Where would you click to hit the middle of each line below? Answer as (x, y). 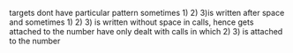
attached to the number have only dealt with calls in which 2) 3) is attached (146, 31)
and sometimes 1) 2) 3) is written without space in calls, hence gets (131, 22)
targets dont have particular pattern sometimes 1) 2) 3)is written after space (147, 13)
